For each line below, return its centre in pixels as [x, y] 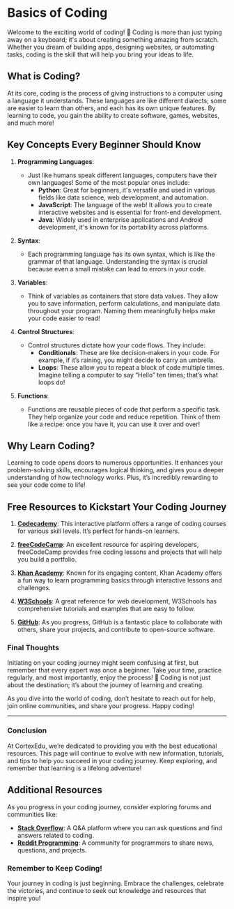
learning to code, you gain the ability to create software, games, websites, [114, 115]
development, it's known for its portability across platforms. [123, 227]
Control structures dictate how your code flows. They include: [116, 345]
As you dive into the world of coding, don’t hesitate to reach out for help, [111, 698]
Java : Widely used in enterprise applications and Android [120, 219]
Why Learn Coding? [51, 445]
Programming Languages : [56, 161]
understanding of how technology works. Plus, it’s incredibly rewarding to [113, 478]
